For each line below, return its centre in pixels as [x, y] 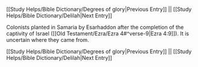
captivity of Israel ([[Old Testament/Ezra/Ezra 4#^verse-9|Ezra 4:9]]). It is [97, 33]
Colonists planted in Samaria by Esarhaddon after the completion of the [95, 27]
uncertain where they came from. [48, 40]
